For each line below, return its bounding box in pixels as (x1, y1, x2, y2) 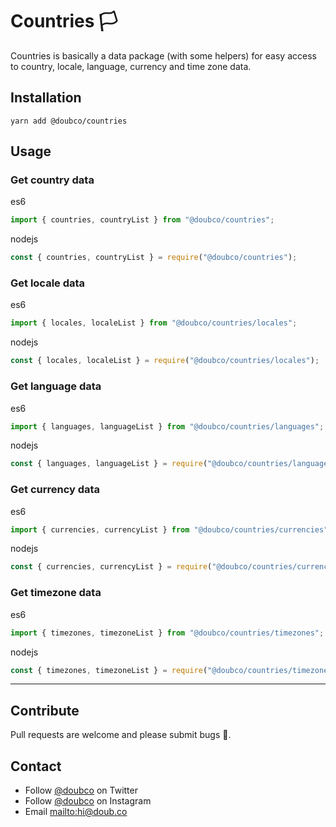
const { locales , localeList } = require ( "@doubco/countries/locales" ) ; (10, 356, 320, 366)
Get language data (10, 379, 102, 393)
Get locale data (10, 276, 86, 290)
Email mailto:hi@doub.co (24, 806, 128, 817)
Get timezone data (10, 586, 102, 600)
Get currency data (10, 483, 101, 497)
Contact (10, 758, 62, 775)
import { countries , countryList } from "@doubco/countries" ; (10, 215, 275, 225)
